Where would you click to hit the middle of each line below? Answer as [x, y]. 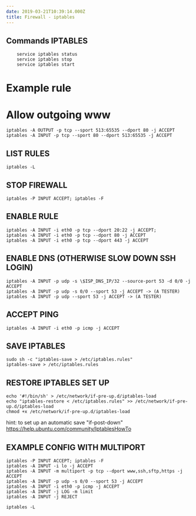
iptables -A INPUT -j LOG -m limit [50, 491]
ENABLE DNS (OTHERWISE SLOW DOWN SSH [91, 258]
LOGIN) [20, 268]
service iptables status [47, 54]
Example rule [39, 88]
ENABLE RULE [32, 217]
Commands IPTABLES [47, 41]
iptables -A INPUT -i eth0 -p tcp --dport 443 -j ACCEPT [77, 240]
